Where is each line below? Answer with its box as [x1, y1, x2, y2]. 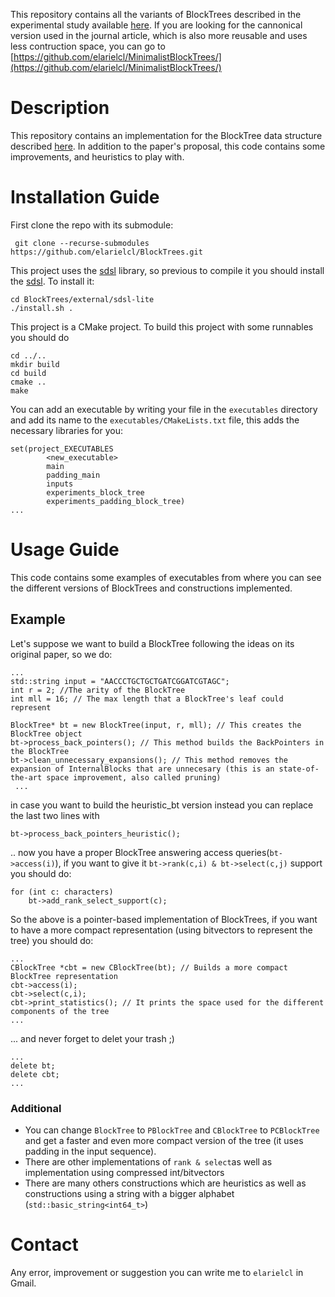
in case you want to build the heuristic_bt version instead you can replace [10, 799, 314, 811]
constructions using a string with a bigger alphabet [24, 1187, 235, 1199]
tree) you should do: [10, 934, 94, 946]
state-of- [278, 764, 320, 774]
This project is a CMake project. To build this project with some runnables [10, 320, 314, 333]
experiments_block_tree [46, 487, 145, 498]
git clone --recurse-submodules [14, 238, 150, 248]
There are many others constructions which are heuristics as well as [24, 1177, 307, 1189]
